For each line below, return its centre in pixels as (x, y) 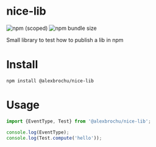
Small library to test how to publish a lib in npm (65, 40)
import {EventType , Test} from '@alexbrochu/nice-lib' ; (79, 121)
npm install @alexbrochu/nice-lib (50, 81)
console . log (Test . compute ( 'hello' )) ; (54, 138)
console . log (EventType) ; (38, 132)
